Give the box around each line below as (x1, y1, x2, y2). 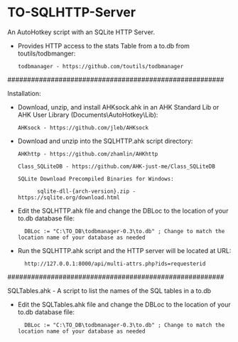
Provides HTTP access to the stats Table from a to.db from (17, 41, 190, 50)
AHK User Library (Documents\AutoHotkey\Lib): (17, 110, 158, 119)
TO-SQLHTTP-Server (7, 4, 136, 21)
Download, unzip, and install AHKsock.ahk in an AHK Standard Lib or (17, 102, 220, 111)
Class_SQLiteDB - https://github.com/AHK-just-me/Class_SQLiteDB (17, 163, 215, 170)
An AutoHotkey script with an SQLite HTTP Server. (7, 28, 155, 36)
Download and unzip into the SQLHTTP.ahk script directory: (17, 137, 193, 145)
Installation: (7, 89, 41, 97)
